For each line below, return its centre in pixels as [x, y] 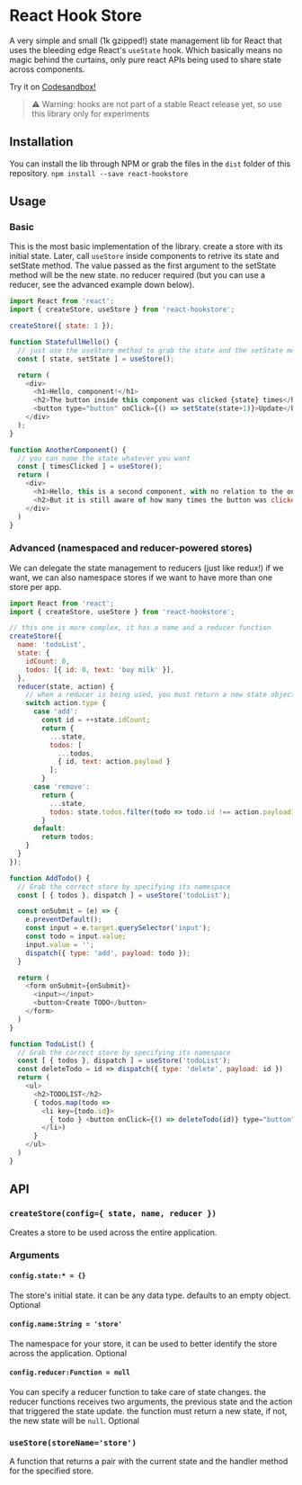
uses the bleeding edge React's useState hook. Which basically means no [146, 49]
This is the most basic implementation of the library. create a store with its [146, 246]
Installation [41, 142]
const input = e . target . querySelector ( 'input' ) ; [118, 928]
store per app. [36, 586]
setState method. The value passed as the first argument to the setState [143, 265]
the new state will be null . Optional [74, 1421]
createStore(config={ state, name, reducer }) [113, 1214]
